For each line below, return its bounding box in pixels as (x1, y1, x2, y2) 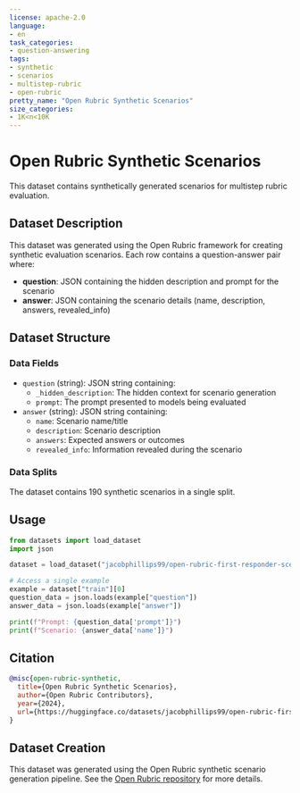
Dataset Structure (9, 330, 112, 346)
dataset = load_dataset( (9, 560, 102, 570)
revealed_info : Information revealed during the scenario (35, 444, 243, 455)
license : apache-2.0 (9, 13, 87, 22)
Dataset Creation (9, 740, 106, 755)
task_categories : (9, 38, 74, 47)
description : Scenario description (35, 425, 161, 436)
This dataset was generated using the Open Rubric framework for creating (9, 239, 283, 250)
